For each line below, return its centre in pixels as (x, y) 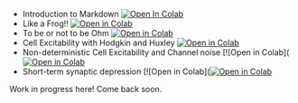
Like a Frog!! (46, 23)
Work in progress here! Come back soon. (86, 89)
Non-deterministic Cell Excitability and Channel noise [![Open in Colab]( (156, 52)
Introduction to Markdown (70, 14)
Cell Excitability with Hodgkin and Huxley (98, 42)
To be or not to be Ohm (66, 33)
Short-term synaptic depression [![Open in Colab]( (116, 71)
